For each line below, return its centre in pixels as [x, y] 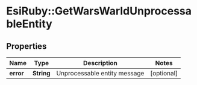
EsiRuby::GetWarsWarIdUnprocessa [99, 11]
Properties [27, 46]
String [41, 73]
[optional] [164, 73]
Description [100, 63]
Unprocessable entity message [100, 73]
